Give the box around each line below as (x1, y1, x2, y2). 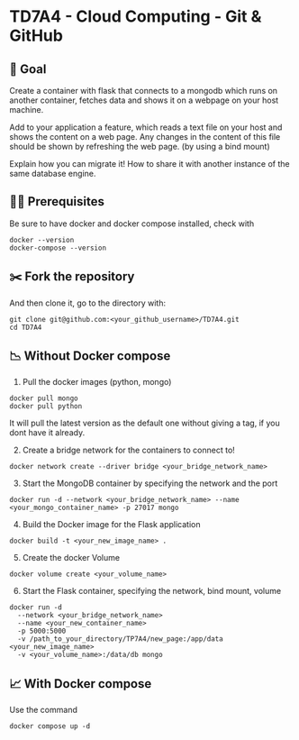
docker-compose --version (9, 243, 106, 252)
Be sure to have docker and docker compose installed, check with (9, 218, 255, 229)
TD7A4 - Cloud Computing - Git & (9, 6, 262, 27)
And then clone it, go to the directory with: (9, 297, 167, 308)
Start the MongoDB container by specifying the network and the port (22, 478, 278, 489)
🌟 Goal (9, 61, 47, 77)
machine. (9, 105, 44, 114)
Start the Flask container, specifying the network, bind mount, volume (22, 586, 282, 597)
